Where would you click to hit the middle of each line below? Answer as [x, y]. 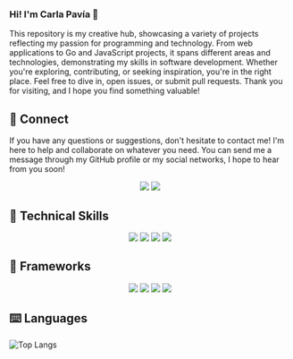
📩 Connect [39, 119]
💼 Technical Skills [59, 215]
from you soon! [37, 169]
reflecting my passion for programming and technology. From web [131, 43]
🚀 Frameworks [50, 266]
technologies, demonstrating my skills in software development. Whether [144, 63]
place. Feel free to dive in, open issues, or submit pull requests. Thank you [146, 81]
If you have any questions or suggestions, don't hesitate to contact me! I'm [147, 141]
